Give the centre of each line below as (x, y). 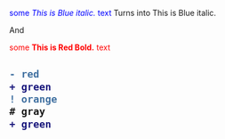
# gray (28, 112)
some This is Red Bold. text (60, 47)
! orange (33, 99)
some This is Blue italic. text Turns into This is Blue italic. (112, 13)
